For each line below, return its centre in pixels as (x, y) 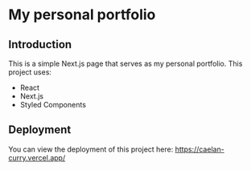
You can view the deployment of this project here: (91, 149)
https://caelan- (200, 149)
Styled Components (53, 105)
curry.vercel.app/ (37, 157)
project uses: (30, 72)
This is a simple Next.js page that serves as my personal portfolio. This (125, 63)
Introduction (40, 45)
